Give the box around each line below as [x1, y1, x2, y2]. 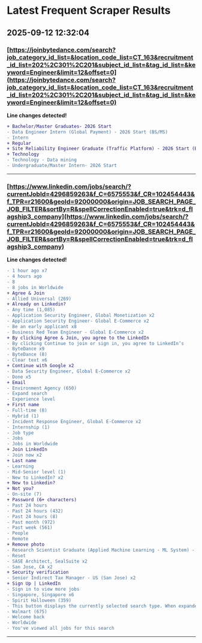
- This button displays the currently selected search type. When [7, 603, 176, 609]
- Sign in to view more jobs [7, 587, 80, 593]
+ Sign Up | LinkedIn [7, 581, 61, 587]
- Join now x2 [7, 452, 43, 459]
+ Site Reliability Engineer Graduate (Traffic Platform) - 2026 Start [7, 145, 189, 152]
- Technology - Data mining [7, 157, 77, 163]
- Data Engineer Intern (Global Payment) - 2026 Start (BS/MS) [7, 129, 168, 135]
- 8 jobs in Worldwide [7, 284, 64, 290]
